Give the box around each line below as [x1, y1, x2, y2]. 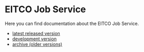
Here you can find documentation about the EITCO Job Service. [5, 20, 139, 27]
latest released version [12, 30, 60, 36]
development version [12, 36, 57, 42]
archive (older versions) [12, 41, 62, 47]
